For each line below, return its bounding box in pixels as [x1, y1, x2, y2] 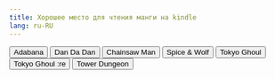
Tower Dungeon [77, 59, 129, 68]
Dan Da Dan [54, 47, 96, 57]
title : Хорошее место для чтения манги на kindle [9, 12, 198, 22]
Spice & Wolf [166, 47, 209, 57]
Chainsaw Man [106, 47, 156, 57]
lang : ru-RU [9, 21, 53, 30]
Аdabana [13, 47, 44, 57]
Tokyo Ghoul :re [13, 59, 67, 68]
